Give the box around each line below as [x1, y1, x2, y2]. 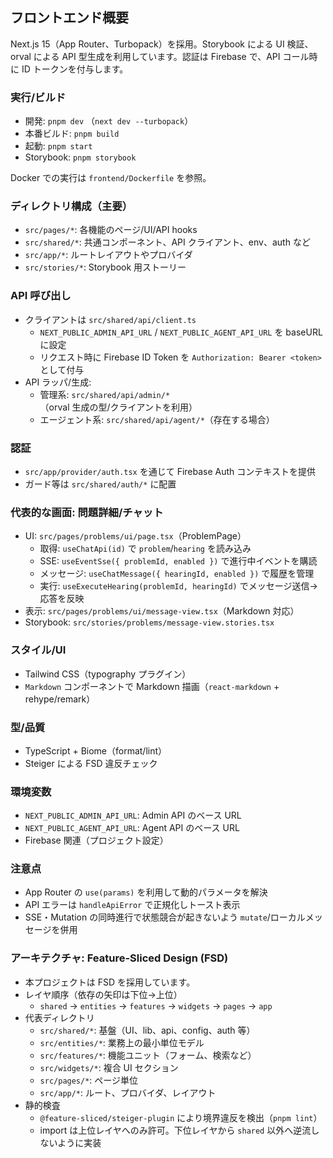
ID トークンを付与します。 [21, 63, 129, 75]
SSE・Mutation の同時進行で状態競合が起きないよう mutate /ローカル [24, 911, 306, 923]
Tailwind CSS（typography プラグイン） [24, 668, 192, 680]
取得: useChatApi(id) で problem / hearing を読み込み [39, 543, 252, 555]
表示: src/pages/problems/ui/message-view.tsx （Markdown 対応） [24, 605, 300, 617]
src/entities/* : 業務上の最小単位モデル [39, 1036, 205, 1048]
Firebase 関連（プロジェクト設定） [24, 834, 169, 847]
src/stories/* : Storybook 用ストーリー [24, 261, 187, 273]
